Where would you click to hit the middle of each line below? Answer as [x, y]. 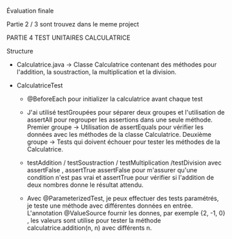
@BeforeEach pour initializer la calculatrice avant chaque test [115, 99]
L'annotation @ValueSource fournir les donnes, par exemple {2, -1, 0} [126, 213]
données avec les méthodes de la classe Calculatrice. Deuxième [119, 134]
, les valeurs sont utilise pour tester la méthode [94, 220]
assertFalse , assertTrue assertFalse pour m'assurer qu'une [112, 170]
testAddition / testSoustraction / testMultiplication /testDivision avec [124, 163]
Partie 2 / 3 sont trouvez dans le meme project [73, 24]
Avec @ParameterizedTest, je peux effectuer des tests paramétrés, [123, 198]
